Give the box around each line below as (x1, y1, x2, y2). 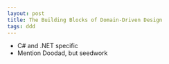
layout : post (7, 10, 45, 17)
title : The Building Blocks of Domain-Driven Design (7, 17, 163, 23)
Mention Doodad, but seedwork (17, 49, 108, 57)
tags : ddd (7, 23, 36, 30)
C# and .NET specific (17, 42, 78, 50)
